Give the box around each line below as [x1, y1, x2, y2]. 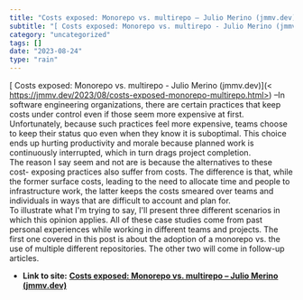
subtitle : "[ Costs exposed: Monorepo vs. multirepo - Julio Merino [9, 22, 272, 31]
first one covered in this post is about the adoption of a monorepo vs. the [9, 234, 281, 244]
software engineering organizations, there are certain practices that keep [9, 99, 281, 109]
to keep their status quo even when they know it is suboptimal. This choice [9, 128, 287, 138]
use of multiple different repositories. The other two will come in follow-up [9, 243, 286, 254]
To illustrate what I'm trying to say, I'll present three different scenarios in [9, 205, 281, 215]
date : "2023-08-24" [9, 47, 83, 56]
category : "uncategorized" [9, 30, 111, 39]
